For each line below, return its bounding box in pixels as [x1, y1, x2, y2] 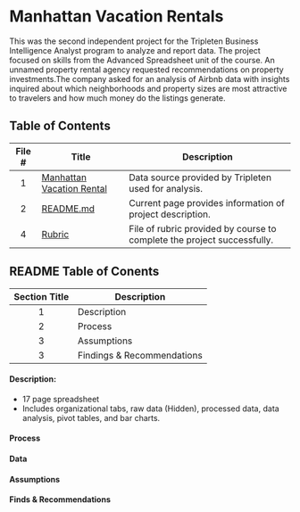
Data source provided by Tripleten [129, 171, 272, 184]
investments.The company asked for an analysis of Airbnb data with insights [9, 73, 290, 84]
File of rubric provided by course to [129, 222, 277, 235]
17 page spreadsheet [21, 393, 100, 404]
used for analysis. [129, 182, 204, 194]
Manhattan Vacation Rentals [9, 6, 224, 27]
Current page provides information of [129, 196, 286, 209]
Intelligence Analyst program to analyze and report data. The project [9, 45, 261, 55]
